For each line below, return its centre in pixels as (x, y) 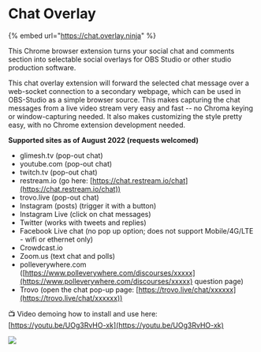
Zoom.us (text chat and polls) (67, 256)
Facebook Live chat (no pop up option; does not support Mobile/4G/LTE (136, 230)
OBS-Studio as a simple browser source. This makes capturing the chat (124, 99)
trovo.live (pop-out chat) (60, 197)
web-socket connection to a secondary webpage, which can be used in (125, 91)
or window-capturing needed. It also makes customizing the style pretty (125, 116)
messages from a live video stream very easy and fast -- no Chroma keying (131, 108)
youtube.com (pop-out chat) (66, 163)
